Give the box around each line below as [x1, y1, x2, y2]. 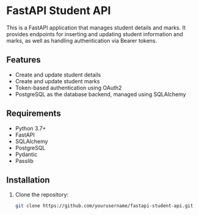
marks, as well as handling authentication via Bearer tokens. [6, 37, 157, 44]
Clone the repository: [15, 191, 69, 198]
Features [6, 55, 41, 65]
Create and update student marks [15, 77, 100, 85]
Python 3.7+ [15, 124, 46, 132]
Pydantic [15, 151, 38, 158]
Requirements [6, 108, 61, 119]
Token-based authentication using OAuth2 [15, 84, 122, 91]
